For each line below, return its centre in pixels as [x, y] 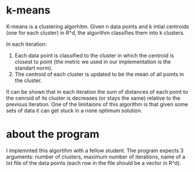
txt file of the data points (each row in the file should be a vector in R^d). [94, 163]
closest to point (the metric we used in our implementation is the [93, 62]
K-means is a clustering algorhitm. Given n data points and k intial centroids [98, 26]
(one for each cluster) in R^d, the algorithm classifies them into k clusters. [95, 32]
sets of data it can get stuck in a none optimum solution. [74, 110]
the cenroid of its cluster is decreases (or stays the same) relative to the [93, 98]
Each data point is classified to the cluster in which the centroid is [94, 55]
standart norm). [34, 68]
